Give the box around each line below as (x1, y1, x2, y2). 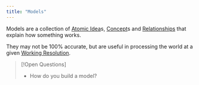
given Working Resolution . (6, 49, 71, 56)
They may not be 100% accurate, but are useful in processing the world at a (6, 43, 193, 50)
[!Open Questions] (20, 61, 67, 68)
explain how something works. (6, 31, 82, 39)
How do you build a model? (29, 72, 97, 79)
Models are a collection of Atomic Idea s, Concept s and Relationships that (6, 25, 186, 32)
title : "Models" (6, 8, 47, 15)
